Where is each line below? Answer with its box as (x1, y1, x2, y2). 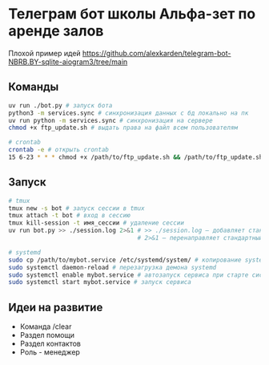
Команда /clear (19, 322, 72, 331)
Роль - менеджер (19, 347, 80, 357)
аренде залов (8, 22, 104, 40)
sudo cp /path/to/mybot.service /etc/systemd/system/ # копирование (8, 256, 242, 264)
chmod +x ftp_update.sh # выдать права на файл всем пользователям (8, 124, 239, 132)
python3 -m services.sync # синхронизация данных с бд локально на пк (8, 109, 249, 117)
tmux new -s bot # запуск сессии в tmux (8, 204, 146, 213)
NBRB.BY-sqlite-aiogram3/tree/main (8, 57, 128, 67)
